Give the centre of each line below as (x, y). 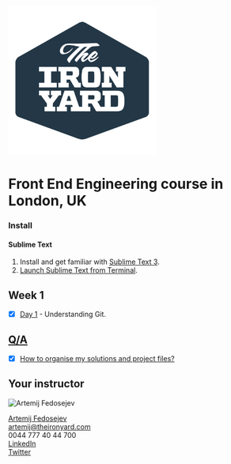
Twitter (20, 451)
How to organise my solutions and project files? (97, 358)
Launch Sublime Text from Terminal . (79, 270)
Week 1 (26, 295)
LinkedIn (22, 443)
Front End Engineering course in (116, 184)
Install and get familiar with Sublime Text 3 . (89, 262)
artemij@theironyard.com (49, 426)
